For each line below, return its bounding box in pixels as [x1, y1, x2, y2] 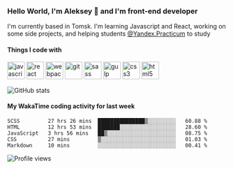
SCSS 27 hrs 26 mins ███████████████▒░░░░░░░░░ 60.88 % [7, 117, 208, 124]
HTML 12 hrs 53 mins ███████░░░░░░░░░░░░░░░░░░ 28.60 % [7, 124, 208, 131]
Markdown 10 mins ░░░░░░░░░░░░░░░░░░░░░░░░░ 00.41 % [7, 142, 208, 149]
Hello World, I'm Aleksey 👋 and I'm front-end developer [7, 6, 198, 16]
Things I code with [7, 45, 62, 54]
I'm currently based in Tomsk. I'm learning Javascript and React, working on [7, 22, 227, 31]
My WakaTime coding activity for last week [7, 102, 135, 110]
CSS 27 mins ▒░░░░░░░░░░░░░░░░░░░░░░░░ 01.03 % [7, 135, 208, 142]
